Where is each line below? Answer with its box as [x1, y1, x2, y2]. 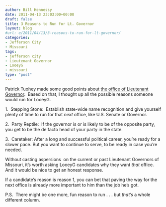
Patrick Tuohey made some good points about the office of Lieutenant [5, 86, 149, 92]
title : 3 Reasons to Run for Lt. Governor [5, 21, 94, 26]
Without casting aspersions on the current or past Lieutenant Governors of [5, 156, 159, 162]
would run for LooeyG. [5, 96, 51, 102]
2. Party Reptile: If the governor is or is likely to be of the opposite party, [5, 121, 156, 127]
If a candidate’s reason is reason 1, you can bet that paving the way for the [5, 177, 158, 183]
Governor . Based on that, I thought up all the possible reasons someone [5, 91, 153, 97]
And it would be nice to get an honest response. [5, 167, 103, 173]
